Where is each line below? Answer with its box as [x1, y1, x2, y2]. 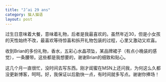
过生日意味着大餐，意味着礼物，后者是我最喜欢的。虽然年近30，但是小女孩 [5, 31, 161, 37]
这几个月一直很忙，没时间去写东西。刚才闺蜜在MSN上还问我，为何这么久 [5, 65, 157, 71]
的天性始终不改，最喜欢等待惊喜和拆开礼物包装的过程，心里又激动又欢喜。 [5, 37, 159, 43]
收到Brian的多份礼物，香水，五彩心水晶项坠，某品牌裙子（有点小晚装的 [5, 48, 153, 54]
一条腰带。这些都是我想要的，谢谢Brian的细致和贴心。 [16, 54, 129, 60]
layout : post [5, 17, 33, 22]
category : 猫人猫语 [5, 12, 43, 17]
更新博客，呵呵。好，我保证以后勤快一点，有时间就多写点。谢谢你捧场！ [9, 71, 159, 77]
